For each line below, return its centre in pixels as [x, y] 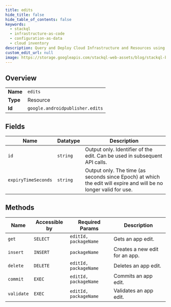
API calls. [96, 162]
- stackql [20, 29]
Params [89, 228]
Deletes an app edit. [137, 266]
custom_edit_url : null [29, 53]
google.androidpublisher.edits [65, 108]
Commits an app [133, 276]
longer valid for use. [109, 189]
